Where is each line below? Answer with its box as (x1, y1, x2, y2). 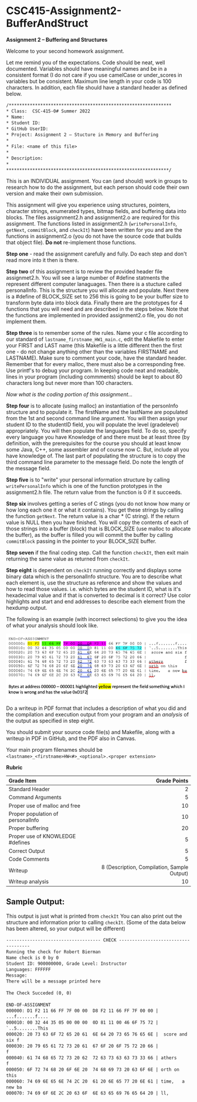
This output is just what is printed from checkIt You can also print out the (6, 912, 183, 920)
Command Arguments (8, 794, 62, 801)
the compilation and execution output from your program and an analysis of (6, 711, 189, 718)
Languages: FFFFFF (6, 967, 51, 972)
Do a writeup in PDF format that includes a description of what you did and (6, 705, 186, 712)
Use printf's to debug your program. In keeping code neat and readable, (6, 367, 180, 374)
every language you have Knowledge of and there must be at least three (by (6, 433, 190, 440)
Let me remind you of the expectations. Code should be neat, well (6, 59, 165, 66)
